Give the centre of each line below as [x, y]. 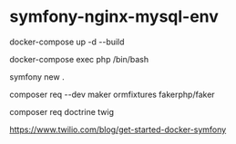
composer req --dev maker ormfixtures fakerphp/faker [113, 94]
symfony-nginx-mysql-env [114, 17]
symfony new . [37, 77]
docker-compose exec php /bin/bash [79, 59]
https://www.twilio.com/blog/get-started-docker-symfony [118, 130]
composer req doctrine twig [62, 111]
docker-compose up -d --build [67, 42]
